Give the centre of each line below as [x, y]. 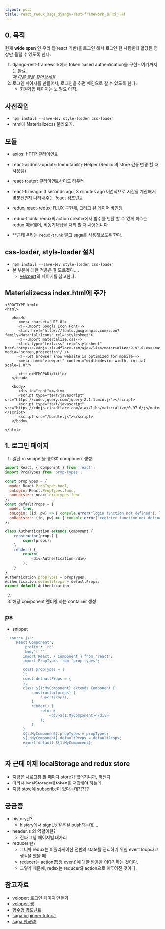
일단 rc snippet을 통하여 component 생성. [53, 459]
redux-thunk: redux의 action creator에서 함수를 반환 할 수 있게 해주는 [80, 218]
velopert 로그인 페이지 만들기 [40, 898]
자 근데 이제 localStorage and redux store [68, 764]
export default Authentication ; [38, 586]
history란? [22, 818]
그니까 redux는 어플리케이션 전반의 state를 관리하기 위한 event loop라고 [89, 849]
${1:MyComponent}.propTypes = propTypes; [66, 734]
